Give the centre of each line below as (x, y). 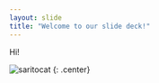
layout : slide (36, 18)
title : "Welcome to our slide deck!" (80, 26)
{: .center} (71, 69)
